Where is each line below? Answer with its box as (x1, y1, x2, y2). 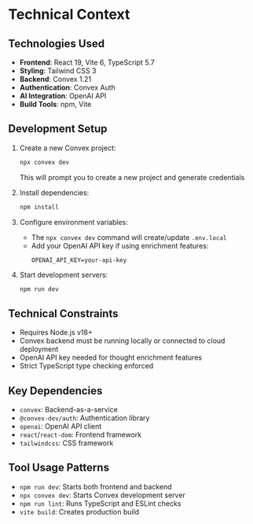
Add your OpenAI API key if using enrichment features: (31, 241, 209, 250)
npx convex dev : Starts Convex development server (19, 490, 186, 500)
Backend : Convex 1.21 (19, 75, 92, 83)
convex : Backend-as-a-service (19, 405, 119, 415)
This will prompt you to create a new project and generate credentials (19, 172, 245, 182)
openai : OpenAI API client (19, 422, 102, 431)
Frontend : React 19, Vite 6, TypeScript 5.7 (19, 57, 155, 67)
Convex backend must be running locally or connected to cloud (19, 336, 225, 345)
